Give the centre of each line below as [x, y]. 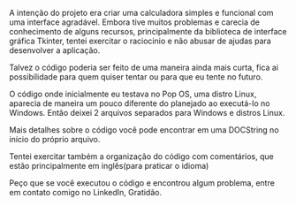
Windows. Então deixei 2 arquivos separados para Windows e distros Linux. [147, 113]
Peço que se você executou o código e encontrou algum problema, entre [142, 183]
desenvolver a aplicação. [55, 50]
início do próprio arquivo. [55, 139]
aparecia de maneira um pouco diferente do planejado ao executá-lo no [140, 103]
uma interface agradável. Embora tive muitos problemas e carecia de [135, 22]
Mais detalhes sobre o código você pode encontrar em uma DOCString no [144, 130]
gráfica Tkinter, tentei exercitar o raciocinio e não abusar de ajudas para [140, 41]
